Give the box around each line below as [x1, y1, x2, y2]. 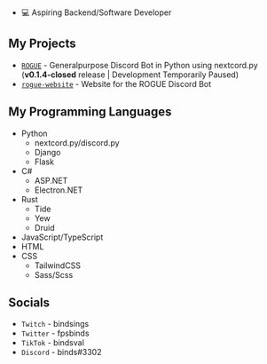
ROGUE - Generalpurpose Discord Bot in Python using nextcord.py [20, 59, 258, 70]
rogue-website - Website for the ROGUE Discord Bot [20, 78, 212, 89]
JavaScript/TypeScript [20, 232, 104, 242]
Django [34, 146, 61, 157]
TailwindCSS [34, 260, 82, 271]
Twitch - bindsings [20, 319, 90, 329]
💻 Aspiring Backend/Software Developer [20, 7, 172, 18]
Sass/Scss [34, 269, 74, 280]
